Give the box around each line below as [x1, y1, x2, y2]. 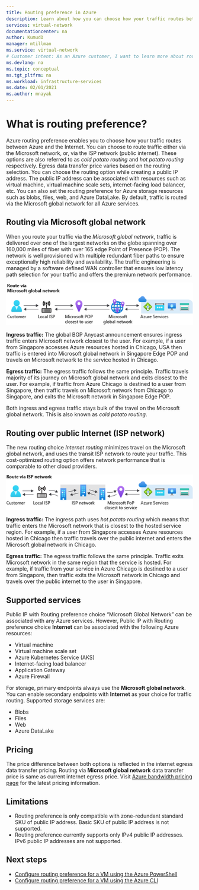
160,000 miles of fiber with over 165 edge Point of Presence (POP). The [6, 245, 181, 252]
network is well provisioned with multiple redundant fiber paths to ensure [6, 252, 185, 259]
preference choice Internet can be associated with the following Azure [6, 623, 179, 631]
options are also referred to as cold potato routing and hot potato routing [6, 156, 184, 163]
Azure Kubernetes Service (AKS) [14, 654, 95, 661]
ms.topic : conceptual [6, 66, 60, 72]
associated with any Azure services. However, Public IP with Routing [6, 617, 174, 625]
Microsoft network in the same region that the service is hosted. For [6, 559, 172, 566]
